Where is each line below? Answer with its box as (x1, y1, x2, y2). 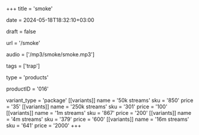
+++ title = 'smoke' (6, 5, 53, 12)
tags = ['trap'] (6, 62, 40, 69)
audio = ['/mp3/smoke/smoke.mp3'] (6, 51, 95, 58)
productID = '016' (6, 85, 49, 92)
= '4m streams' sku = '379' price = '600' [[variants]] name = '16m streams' (6, 115, 189, 123)
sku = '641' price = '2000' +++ (6, 122, 81, 129)
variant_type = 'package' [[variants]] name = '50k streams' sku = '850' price (6, 97, 194, 104)
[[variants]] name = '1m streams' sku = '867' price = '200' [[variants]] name (6, 110, 192, 116)
